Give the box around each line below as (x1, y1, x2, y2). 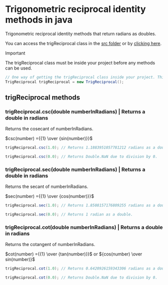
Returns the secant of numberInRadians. (5, 183, 88, 189)
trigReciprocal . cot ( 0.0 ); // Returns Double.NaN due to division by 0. (5, 275, 157, 280)
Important (5, 50, 25, 56)
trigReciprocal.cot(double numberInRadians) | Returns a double (5, 224, 163, 231)
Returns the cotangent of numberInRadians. (5, 241, 95, 247)
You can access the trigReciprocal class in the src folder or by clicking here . (5, 40, 162, 46)
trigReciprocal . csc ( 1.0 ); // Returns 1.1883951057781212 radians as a (5, 145, 155, 150)
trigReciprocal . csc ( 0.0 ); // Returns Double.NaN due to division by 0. (5, 154, 157, 159)
